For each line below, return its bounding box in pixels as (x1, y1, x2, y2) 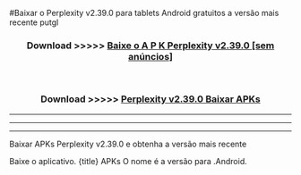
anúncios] (128, 50, 173, 62)
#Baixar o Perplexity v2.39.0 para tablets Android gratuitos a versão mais (9, 8, 279, 18)
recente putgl (9, 17, 59, 28)
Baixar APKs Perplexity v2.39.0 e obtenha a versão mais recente (9, 138, 247, 149)
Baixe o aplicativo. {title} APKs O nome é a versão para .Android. (9, 155, 248, 166)
